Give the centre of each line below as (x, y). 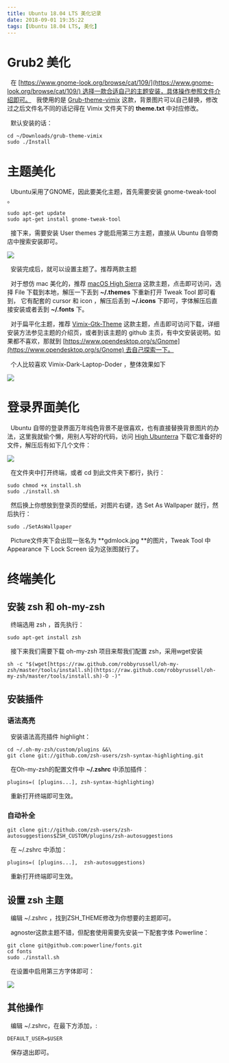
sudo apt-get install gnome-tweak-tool (64, 220)
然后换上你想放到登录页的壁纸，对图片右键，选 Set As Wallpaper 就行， (111, 505)
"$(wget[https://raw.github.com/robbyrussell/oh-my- (102, 664)
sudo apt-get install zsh (44, 638)
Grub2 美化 (39, 62)
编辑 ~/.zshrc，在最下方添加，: (54, 1025)
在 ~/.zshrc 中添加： (38, 850)
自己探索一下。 (153, 350)
